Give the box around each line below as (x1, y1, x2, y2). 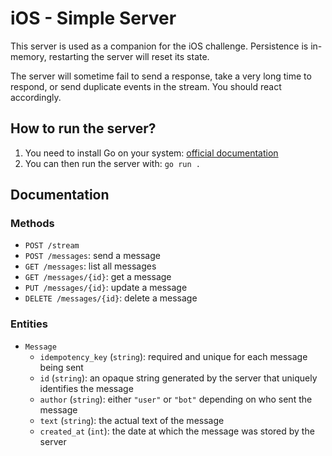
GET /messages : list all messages (24, 260, 157, 272)
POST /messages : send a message (24, 250, 161, 262)
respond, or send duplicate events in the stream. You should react (10, 80, 282, 92)
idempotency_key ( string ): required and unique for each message (39, 350, 308, 362)
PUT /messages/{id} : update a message (24, 282, 188, 294)
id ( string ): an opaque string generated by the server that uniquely (39, 372, 318, 384)
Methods (10, 217, 55, 231)
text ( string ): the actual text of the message (39, 414, 225, 426)
